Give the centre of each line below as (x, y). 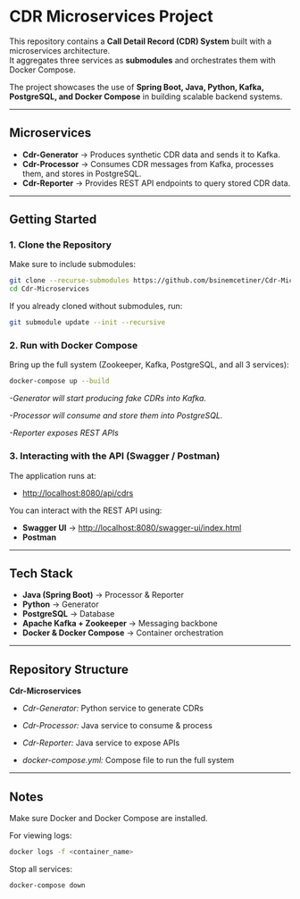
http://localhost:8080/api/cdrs (78, 492)
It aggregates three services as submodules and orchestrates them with (142, 60)
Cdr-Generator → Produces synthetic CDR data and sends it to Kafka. (151, 155)
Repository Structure (69, 669)
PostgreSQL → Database (68, 614)
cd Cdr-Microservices (50, 289)
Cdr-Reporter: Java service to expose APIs (101, 743)
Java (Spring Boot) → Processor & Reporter (103, 595)
